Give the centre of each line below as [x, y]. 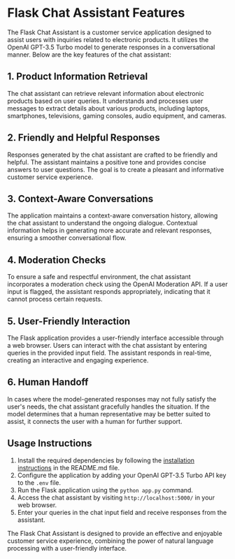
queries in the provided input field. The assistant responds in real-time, [109, 353]
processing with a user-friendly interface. [67, 548]
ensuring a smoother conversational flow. [67, 238]
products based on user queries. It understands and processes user [105, 101]
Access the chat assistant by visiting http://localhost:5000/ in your [116, 497]
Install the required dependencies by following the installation [106, 460]
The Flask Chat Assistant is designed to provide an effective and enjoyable [115, 533]
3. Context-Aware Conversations [80, 198]
